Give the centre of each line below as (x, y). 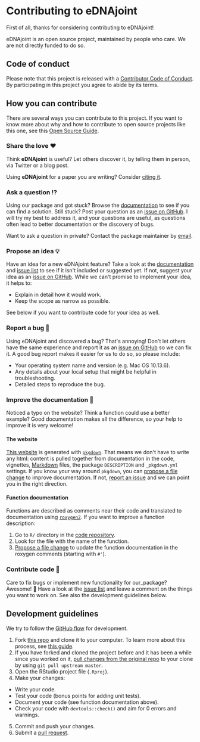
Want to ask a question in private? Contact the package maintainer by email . (99, 236)
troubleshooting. (35, 378)
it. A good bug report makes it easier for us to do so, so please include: (93, 353)
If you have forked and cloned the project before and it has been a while (103, 652)
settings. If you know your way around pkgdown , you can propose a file (92, 471)
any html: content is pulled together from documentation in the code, (90, 459)
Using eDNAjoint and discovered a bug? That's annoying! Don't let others (96, 341)
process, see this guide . (44, 646)
